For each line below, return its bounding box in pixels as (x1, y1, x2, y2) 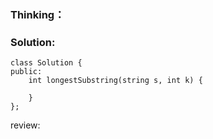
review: (10, 119, 41, 131)
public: (10, 67, 43, 77)
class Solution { (10, 58, 83, 68)
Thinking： (10, 7, 65, 21)
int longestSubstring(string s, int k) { (28, 76, 203, 86)
